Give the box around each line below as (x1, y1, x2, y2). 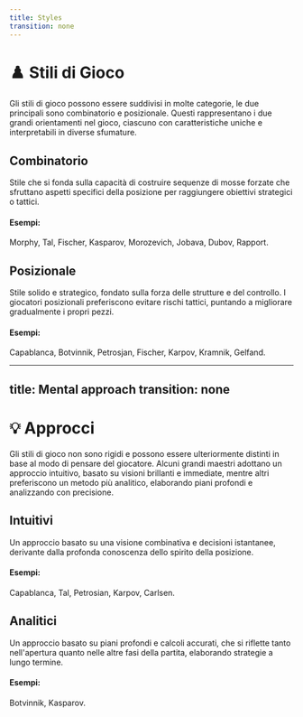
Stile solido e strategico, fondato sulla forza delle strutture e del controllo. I (9, 287, 287, 298)
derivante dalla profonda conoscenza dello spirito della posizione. (9, 546, 254, 557)
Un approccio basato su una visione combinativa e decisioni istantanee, (9, 536, 277, 547)
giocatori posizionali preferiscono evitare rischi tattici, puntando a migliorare (9, 297, 293, 308)
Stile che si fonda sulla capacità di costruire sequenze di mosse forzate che (9, 177, 290, 188)
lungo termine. (9, 656, 64, 667)
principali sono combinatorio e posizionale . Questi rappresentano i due (9, 107, 272, 118)
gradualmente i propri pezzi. (9, 306, 115, 317)
